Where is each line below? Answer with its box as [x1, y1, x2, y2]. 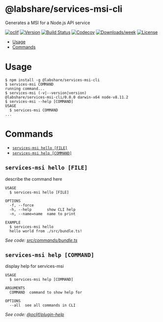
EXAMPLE [5, 220, 21, 225]
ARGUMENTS [5, 286, 26, 291]
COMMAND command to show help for [9, 290, 82, 295]
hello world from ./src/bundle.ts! [9, 228, 82, 233]
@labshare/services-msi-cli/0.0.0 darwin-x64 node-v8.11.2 [5, 95, 129, 99]
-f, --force [9, 203, 34, 208]
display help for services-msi [5, 263, 64, 269]
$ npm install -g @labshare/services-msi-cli [5, 77, 100, 82]
